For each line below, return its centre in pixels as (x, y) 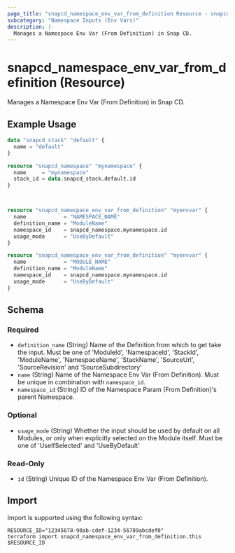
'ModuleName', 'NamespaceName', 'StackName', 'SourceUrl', (106, 360)
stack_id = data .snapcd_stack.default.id (75, 179)
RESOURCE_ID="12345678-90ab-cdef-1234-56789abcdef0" (86, 530)
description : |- (31, 27)
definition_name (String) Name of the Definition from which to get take (119, 345)
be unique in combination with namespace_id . (81, 382)
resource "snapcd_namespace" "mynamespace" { (74, 166)
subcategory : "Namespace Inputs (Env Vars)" (73, 20)
